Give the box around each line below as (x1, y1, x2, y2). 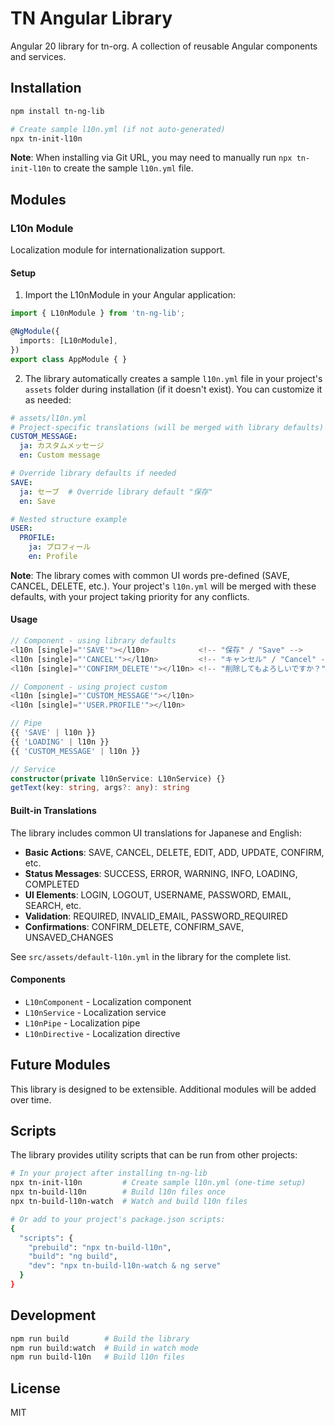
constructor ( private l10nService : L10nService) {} (10, 773, 226, 784)
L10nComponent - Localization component (24, 995, 192, 1007)
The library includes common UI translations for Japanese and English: (10, 827, 302, 839)
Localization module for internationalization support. (10, 244, 226, 256)
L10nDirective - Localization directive (24, 1027, 181, 1039)
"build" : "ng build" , (28, 1252, 118, 1262)
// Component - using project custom (10, 682, 168, 692)
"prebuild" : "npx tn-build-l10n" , (28, 1242, 172, 1252)
